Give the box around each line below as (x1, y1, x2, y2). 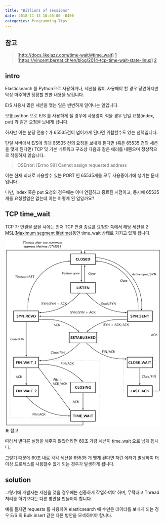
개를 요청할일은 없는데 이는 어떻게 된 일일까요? (5, 196, 95, 201)
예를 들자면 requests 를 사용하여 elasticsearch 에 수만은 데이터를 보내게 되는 (5, 506, 154, 512)
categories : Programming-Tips (5, 18, 68, 23)
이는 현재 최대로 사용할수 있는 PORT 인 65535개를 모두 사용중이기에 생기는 (5, 172, 150, 178)
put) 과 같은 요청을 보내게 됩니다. (5, 119, 69, 125)
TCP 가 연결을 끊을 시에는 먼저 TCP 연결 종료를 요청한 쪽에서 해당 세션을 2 (5, 223, 149, 230)
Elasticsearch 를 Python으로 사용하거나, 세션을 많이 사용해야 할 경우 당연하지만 (5, 86, 159, 91)
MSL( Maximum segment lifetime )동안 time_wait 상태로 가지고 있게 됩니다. (5, 230, 151, 236)
